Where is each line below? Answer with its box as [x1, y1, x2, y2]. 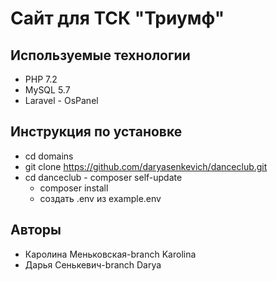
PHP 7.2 [24, 73, 58, 85]
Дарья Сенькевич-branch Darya [24, 258, 162, 271]
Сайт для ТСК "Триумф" [10, 7, 225, 30]
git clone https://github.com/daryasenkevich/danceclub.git [24, 160, 268, 172]
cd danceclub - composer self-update [24, 171, 183, 183]
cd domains [24, 150, 74, 162]
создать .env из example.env [39, 192, 162, 204]
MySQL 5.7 [24, 84, 71, 96]
